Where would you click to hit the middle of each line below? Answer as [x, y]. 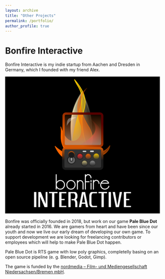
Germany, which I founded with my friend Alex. [53, 70]
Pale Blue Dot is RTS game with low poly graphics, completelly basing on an [82, 252]
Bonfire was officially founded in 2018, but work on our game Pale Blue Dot [81, 221]
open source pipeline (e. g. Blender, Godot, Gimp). [56, 257]
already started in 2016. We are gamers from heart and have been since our [82, 227]
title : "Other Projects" [30, 15]
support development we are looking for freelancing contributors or [73, 237]
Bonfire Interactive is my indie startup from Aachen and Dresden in [72, 64]
